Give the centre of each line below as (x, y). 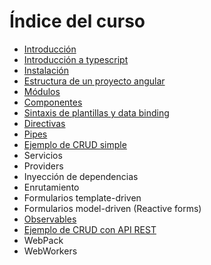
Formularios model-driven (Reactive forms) (112, 208)
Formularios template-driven (82, 197)
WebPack (43, 240)
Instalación (46, 70)
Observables (50, 219)
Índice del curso (77, 21)
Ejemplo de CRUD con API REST (90, 229)
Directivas (44, 123)
